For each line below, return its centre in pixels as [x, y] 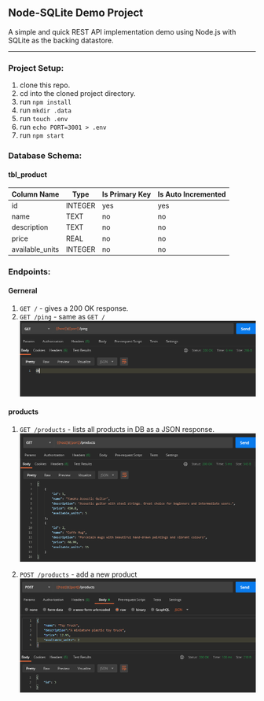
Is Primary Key [126, 194]
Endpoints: [29, 272]
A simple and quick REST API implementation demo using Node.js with [122, 31]
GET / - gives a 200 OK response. [74, 308]
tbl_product [27, 174]
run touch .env [44, 119]
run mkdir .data [46, 110]
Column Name [35, 194]
